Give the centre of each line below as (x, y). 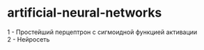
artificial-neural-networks (85, 13)
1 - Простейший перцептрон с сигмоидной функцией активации (102, 32)
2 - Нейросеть (29, 39)
